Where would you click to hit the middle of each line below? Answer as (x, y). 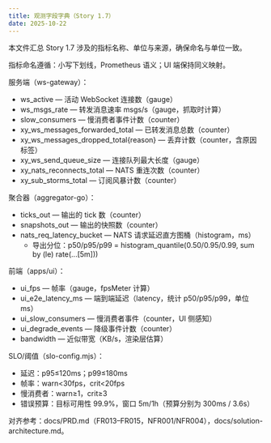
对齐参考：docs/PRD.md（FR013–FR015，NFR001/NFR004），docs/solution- (135, 420)
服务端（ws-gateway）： (49, 82)
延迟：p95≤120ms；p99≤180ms (74, 373)
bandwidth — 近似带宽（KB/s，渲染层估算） (94, 339)
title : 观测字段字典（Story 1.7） (61, 16)
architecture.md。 (38, 431)
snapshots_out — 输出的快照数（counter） (91, 224)
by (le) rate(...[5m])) (65, 254)
